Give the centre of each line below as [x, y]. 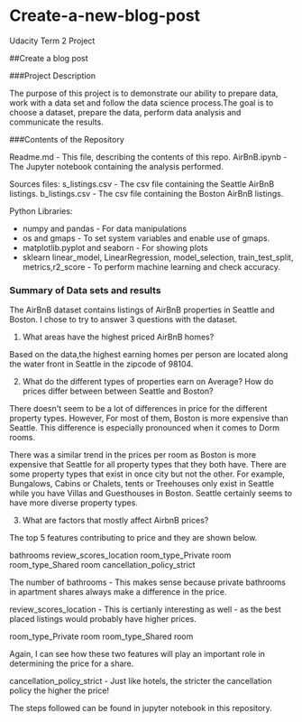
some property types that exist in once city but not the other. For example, [147, 474]
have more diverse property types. [73, 503]
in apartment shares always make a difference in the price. [118, 592]
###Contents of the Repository [67, 139]
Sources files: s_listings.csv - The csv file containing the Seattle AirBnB [142, 184]
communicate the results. [56, 122]
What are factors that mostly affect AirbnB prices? [115, 521]
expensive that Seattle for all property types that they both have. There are [148, 465]
